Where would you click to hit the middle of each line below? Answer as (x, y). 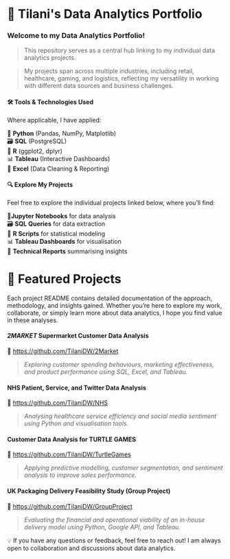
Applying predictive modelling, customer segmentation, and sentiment (123, 468)
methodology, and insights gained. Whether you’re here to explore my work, (115, 305)
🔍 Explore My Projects (40, 184)
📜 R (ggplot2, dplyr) (35, 151)
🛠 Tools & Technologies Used (50, 102)
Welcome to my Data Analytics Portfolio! (76, 36)
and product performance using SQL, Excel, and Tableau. (106, 372)
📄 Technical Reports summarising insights (67, 251)
